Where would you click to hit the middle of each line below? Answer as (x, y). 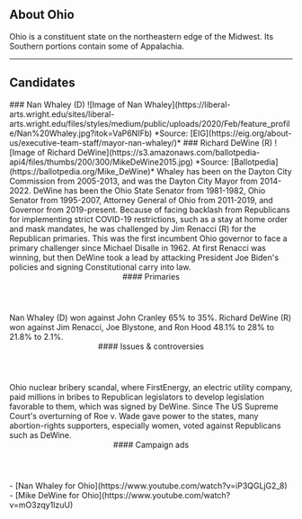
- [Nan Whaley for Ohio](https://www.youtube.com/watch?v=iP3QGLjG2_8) (148, 486)
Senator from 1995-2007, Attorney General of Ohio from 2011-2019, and (142, 200)
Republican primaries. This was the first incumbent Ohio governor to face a (148, 238)
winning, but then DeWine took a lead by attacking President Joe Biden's (144, 257)
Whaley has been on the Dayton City (224, 171)
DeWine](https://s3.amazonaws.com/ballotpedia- (169, 152)
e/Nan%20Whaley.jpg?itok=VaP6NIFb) (81, 133)
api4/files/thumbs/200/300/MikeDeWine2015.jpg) (101, 162)
